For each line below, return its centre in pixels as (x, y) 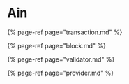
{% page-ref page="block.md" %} (56, 45)
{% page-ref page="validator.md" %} (61, 59)
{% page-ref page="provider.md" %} (60, 73)
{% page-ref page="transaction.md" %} (65, 32)
